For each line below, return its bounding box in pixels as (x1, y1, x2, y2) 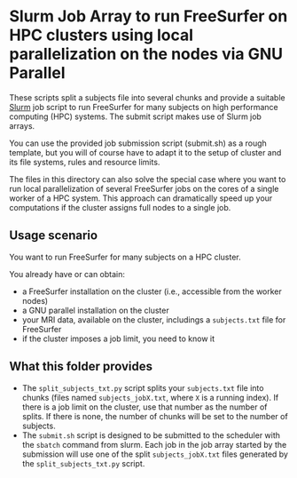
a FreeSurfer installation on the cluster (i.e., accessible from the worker (21, 286, 282, 297)
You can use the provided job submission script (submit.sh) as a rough (9, 138, 268, 148)
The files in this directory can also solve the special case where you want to (9, 173, 286, 184)
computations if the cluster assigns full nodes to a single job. (9, 202, 231, 212)
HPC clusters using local (9, 25, 193, 45)
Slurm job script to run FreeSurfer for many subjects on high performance (9, 101, 278, 112)
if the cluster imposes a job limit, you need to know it (21, 333, 215, 344)
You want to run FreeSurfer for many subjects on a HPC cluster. (9, 251, 241, 262)
